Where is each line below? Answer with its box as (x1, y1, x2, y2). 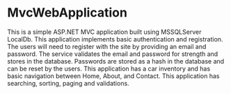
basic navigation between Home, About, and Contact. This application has (7, 71, 220, 80)
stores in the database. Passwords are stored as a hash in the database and (7, 57, 225, 65)
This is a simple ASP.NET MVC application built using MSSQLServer (7, 28, 202, 36)
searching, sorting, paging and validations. (7, 79, 130, 87)
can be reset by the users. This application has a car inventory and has (7, 64, 211, 73)
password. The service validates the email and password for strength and (7, 50, 218, 58)
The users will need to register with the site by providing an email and (7, 42, 207, 50)
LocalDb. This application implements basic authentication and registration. (7, 35, 223, 43)
